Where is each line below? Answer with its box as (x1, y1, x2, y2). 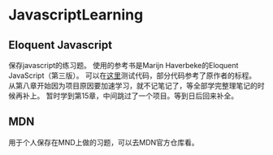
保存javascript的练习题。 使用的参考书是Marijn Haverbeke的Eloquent (8, 61, 239, 70)
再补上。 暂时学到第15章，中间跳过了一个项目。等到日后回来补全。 (15, 91, 238, 101)
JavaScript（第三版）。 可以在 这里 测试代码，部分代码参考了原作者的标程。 (8, 71, 257, 80)
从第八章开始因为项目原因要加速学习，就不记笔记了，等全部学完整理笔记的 (8, 81, 258, 90)
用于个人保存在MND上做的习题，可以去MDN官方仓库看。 (8, 137, 199, 147)
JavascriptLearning (8, 6, 144, 24)
